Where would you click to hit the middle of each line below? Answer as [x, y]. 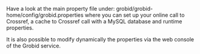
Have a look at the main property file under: [61, 9]
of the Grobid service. [34, 46]
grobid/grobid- [135, 9]
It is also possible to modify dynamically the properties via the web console [100, 39]
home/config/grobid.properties [45, 15]
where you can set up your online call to [135, 15]
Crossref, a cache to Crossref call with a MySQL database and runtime [94, 21]
